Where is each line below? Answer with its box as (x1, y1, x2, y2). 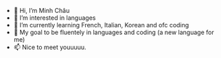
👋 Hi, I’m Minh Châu (13, 7, 70, 14)
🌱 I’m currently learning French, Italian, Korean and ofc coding (13, 21, 189, 29)
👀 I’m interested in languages (13, 14, 96, 22)
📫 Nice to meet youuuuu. (13, 43, 87, 51)
